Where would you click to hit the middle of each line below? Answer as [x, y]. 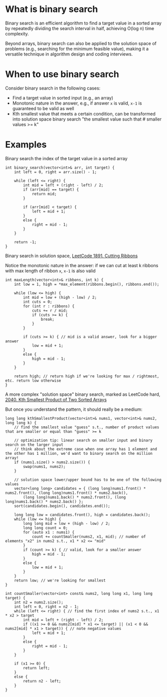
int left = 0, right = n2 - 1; [47, 606]
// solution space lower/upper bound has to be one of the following [88, 480]
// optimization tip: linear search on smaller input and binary [83, 440]
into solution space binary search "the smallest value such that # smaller [87, 119]
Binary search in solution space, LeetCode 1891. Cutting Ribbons [72, 256]
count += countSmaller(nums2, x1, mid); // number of [89, 536]
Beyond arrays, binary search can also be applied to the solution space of [81, 43]
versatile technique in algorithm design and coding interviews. [69, 54]
